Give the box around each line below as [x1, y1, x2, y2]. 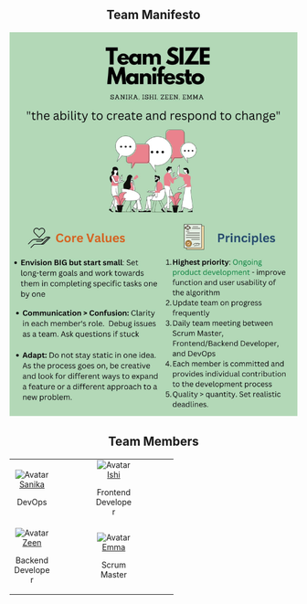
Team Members [108, 434, 199, 450]
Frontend [96, 487, 131, 498]
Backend [15, 555, 48, 566]
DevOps [16, 497, 48, 508]
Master [100, 569, 128, 580]
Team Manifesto [106, 7, 201, 23]
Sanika [19, 479, 46, 490]
